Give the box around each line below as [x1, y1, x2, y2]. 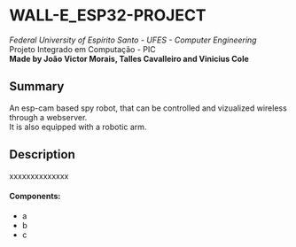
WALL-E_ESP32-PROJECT [9, 5, 206, 26]
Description [9, 147, 75, 162]
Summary [9, 79, 65, 94]
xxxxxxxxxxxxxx [9, 170, 69, 181]
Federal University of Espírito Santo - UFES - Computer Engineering [9, 35, 257, 45]
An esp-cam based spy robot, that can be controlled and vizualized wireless [9, 103, 288, 113]
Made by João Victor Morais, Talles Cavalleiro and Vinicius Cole [9, 53, 250, 64]
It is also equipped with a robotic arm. [9, 121, 147, 132]
